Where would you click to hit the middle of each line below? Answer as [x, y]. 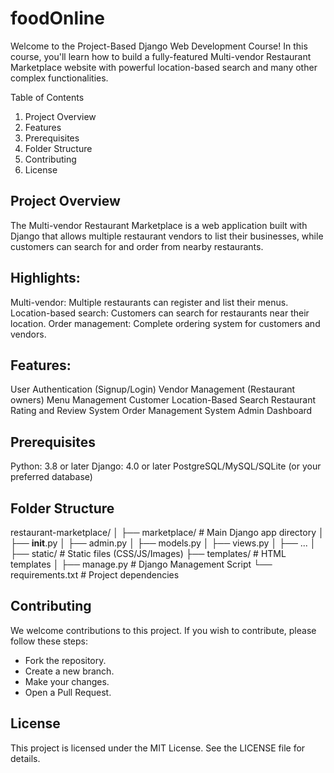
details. [25, 758]
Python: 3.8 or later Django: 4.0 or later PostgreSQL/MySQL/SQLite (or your [166, 466]
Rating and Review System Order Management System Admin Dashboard [161, 411]
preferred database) [51, 477]
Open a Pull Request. [68, 692]
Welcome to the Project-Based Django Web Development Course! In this [159, 46]
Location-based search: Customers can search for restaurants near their [160, 313]
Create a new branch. [69, 671]
